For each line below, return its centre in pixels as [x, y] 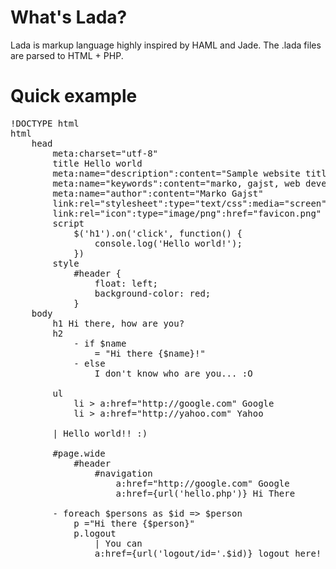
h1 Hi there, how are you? [118, 323]
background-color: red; [153, 293]
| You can [118, 543]
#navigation [123, 473]
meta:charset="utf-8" [105, 153]
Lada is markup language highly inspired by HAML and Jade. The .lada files [166, 45]
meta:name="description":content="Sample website [176, 173]
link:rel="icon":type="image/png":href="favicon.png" [187, 213]
